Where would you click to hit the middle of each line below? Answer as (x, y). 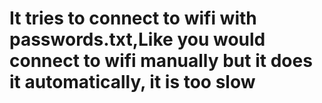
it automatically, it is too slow (132, 82)
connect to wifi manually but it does (161, 61)
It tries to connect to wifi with (133, 18)
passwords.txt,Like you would (137, 39)
